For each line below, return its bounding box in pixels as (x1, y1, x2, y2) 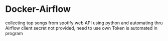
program (5, 30, 23, 36)
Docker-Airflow (5, 3, 71, 15)
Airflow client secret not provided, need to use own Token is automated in (5, 25, 158, 31)
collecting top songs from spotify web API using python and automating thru (5, 20, 163, 26)
